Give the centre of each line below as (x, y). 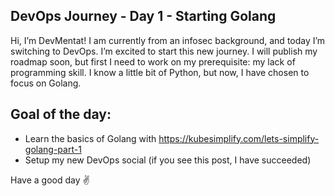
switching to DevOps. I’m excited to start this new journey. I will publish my (164, 51)
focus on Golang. (46, 83)
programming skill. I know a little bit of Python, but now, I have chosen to (160, 72)
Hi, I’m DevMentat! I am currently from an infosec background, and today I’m (168, 40)
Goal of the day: (61, 114)
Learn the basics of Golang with (90, 138)
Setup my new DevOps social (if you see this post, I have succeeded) (168, 160)
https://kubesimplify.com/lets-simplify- (239, 138)
